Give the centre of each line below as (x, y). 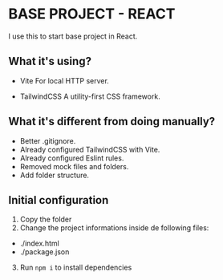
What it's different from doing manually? (112, 122)
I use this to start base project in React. (73, 36)
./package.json (45, 252)
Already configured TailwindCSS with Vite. (90, 149)
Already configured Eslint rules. (72, 158)
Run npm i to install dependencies (76, 268)
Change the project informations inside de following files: (114, 228)
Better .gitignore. (48, 140)
